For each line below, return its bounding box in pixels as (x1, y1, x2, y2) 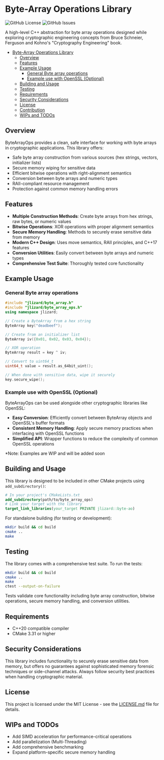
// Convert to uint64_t (5, 359, 54, 364)
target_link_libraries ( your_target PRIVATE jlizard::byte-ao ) (5, 506, 135, 511)
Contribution (19, 107, 45, 113)
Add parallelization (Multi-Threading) (12, 739, 87, 745)
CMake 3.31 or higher (12, 630, 55, 636)
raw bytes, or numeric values (12, 218, 71, 224)
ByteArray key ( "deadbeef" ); (5, 323, 63, 328)
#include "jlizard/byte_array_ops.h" (5, 305, 82, 310)
